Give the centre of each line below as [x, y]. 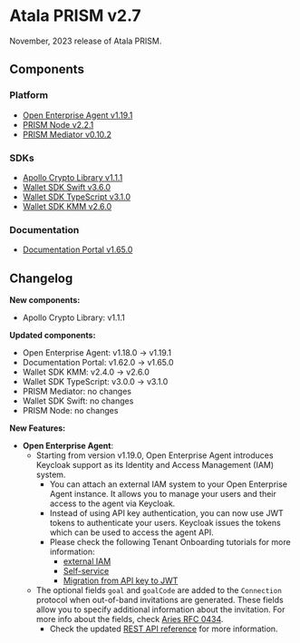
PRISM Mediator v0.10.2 [67, 134]
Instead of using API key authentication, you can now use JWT [166, 513]
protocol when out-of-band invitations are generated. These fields [160, 600]
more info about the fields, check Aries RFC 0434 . [130, 619]
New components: [45, 300]
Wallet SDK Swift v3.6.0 [67, 187]
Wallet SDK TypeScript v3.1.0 [77, 197]
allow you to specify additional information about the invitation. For [160, 609]
